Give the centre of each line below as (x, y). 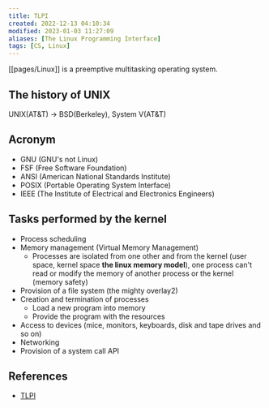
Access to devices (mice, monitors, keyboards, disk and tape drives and (141, 324)
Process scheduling (53, 238)
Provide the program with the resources (98, 316)
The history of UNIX (60, 94)
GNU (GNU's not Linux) (59, 159)
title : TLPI (28, 16)
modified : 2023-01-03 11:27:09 (61, 31)
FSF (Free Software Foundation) (73, 168)
